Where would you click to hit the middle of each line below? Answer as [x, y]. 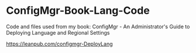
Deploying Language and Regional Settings [58, 32]
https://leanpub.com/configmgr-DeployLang [59, 44]
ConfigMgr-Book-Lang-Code [78, 11]
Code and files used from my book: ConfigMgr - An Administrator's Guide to [98, 26]
